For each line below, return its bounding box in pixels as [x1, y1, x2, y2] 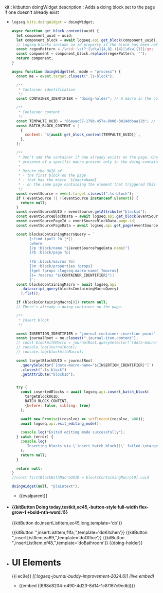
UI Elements [11, 557, 61, 568]
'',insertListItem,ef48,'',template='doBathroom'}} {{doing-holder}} [11, 540, 143, 546]
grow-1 [11, 509, 26, 515]
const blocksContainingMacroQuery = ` [16, 232, 95, 237]
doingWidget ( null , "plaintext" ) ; [11, 484, 80, 489]
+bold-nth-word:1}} [27, 509, 68, 515]
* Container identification [18, 87, 75, 92]
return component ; [16, 56, 54, 61]
